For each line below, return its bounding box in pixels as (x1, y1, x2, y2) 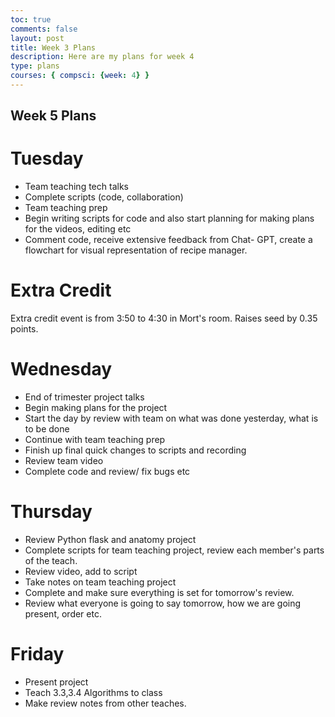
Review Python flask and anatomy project (24, 534, 197, 546)
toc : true (10, 14, 52, 25)
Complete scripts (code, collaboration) (24, 191, 184, 203)
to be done (24, 423, 70, 435)
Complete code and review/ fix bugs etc (24, 466, 191, 478)
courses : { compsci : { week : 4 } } (10, 71, 150, 81)
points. (10, 323, 39, 335)
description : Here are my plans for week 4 (10, 52, 195, 62)
